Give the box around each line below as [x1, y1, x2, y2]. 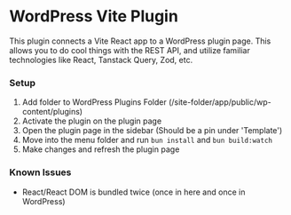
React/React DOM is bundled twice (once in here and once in [21, 187, 246, 197]
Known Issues [9, 166, 72, 179]
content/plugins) [21, 107, 83, 117]
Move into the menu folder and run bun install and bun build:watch [21, 135, 273, 146]
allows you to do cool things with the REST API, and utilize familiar [9, 44, 250, 55]
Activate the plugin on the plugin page [21, 115, 162, 126]
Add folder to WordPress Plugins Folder [21, 97, 167, 107]
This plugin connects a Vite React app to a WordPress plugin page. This [9, 36, 271, 46]
